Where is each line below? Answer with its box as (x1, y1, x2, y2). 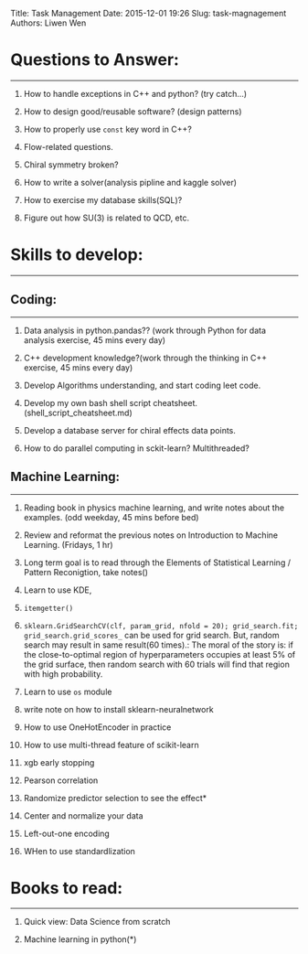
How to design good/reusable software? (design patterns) (23, 105, 242, 117)
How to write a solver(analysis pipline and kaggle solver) (23, 177, 237, 188)
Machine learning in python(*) (23, 934, 137, 945)
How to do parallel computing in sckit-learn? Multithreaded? (23, 443, 250, 454)
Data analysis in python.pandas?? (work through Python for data (23, 325, 267, 336)
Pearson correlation (23, 775, 99, 786)
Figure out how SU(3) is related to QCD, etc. (23, 212, 190, 223)
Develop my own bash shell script (23, 397, 152, 408)
